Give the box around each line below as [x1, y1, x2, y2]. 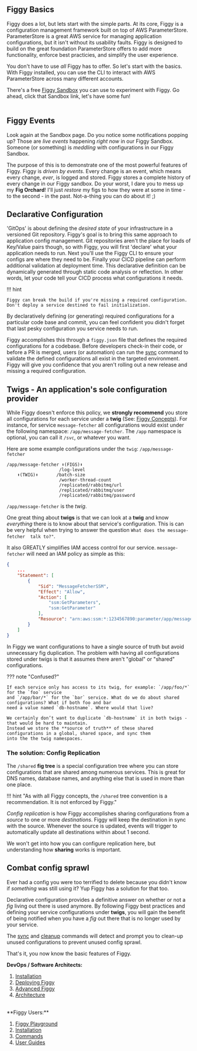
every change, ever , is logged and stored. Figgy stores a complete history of [6, 174, 191, 181]
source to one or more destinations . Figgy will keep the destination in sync [6, 816, 186, 823]
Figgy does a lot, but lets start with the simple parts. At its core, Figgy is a [6, 20, 184, 27]
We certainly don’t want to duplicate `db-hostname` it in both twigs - [6, 715, 188, 721]
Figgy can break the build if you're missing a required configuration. [6, 297, 188, 303]
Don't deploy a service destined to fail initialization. [6, 303, 151, 308]
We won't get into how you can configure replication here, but [6, 840, 156, 847]
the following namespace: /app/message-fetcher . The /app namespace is [6, 428, 182, 435]
